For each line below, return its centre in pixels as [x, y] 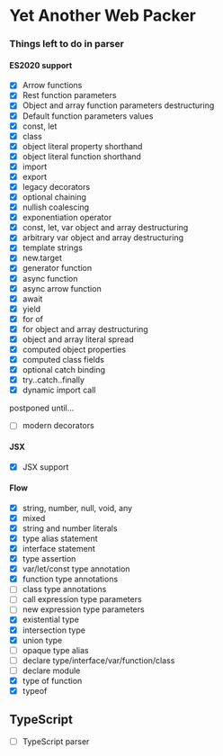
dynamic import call [59, 390]
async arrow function [62, 288]
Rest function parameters [69, 95]
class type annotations [64, 589]
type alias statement [60, 538]
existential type [50, 620]
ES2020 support [41, 65]
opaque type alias [55, 650]
